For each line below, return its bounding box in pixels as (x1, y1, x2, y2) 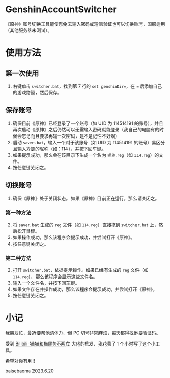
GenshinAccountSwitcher (5, 4, 117, 15)
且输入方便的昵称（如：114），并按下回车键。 (12, 146, 107, 152)
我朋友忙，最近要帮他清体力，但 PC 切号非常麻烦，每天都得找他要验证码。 (5, 330, 161, 336)
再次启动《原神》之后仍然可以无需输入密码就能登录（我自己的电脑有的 (12, 126, 160, 132)
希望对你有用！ (5, 358, 37, 364)
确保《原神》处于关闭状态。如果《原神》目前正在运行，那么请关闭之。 (12, 195, 160, 201)
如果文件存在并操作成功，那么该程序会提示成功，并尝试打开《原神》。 (12, 286, 157, 292)
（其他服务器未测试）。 (5, 27, 52, 33)
